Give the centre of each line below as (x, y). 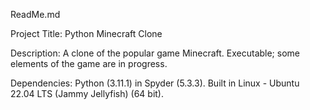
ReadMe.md (35, 14)
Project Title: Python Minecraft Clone (86, 33)
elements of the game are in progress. (89, 63)
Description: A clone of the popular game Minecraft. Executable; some (155, 53)
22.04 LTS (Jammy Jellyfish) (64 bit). (87, 93)
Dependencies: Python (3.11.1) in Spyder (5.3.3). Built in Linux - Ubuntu (155, 83)
